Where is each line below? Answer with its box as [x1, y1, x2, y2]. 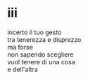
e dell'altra [7, 65, 38, 73]
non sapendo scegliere [7, 50, 74, 59]
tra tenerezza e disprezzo [7, 35, 82, 43]
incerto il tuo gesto [7, 28, 62, 36]
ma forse [7, 43, 34, 51]
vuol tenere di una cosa [7, 57, 75, 66]
